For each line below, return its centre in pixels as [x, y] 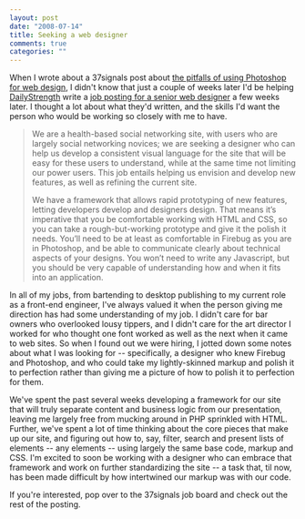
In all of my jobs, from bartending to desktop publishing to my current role [148, 295]
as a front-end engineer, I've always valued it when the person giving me [146, 305]
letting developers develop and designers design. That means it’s [154, 209]
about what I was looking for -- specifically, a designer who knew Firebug [147, 353]
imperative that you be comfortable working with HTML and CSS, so [160, 219]
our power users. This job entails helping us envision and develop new [163, 173]
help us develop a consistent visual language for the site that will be [159, 153]
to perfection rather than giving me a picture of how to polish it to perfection [152, 372]
